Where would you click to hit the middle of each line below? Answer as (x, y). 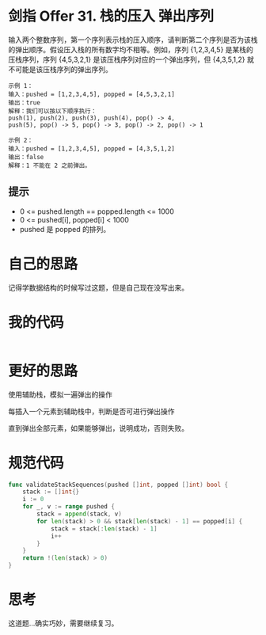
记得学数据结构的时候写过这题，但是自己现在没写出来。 (98, 287)
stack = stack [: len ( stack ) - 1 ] (104, 529)
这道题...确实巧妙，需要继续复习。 (63, 623)
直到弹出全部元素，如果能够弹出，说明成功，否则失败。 (98, 428)
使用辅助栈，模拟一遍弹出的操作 (60, 394)
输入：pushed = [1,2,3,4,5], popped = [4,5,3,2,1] (92, 94)
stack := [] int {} (51, 492)
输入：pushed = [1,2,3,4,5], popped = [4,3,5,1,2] (92, 148)
